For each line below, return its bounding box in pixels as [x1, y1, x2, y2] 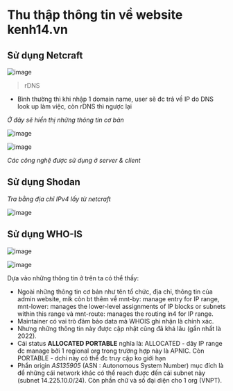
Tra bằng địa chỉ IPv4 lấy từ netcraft [7, 195, 111, 203]
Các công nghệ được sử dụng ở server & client [7, 157, 141, 164]
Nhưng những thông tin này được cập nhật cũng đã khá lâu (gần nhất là [17, 324, 222, 333]
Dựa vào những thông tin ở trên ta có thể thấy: [7, 273, 139, 282]
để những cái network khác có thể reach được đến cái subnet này [17, 369, 206, 377]
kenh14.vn [7, 22, 68, 38]
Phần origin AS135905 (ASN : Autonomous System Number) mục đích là [17, 361, 224, 369]
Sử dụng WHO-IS [7, 228, 83, 240]
